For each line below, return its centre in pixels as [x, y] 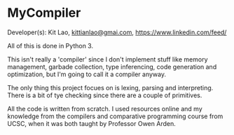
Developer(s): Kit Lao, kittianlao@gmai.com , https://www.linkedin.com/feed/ [117, 32]
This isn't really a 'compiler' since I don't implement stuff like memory [108, 59]
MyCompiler [44, 13]
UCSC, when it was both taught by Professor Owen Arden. [92, 123]
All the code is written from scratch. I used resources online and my [105, 108]
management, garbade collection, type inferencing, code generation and [112, 66]
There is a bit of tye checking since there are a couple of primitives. [105, 95]
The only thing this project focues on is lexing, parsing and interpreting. [110, 87]
